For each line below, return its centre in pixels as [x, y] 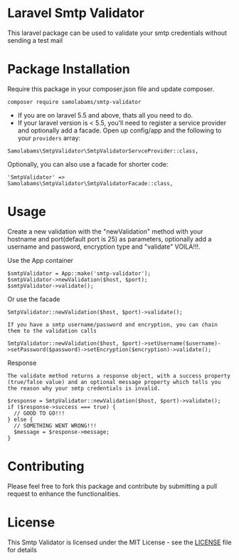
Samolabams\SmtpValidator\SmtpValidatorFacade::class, [90, 183]
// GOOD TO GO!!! [39, 413]
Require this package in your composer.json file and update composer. [111, 89]
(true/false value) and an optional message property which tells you [114, 382]
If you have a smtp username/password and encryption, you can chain [113, 325]
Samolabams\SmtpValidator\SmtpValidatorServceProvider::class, [103, 151]
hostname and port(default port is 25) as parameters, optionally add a [110, 239]
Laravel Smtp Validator [76, 13]
